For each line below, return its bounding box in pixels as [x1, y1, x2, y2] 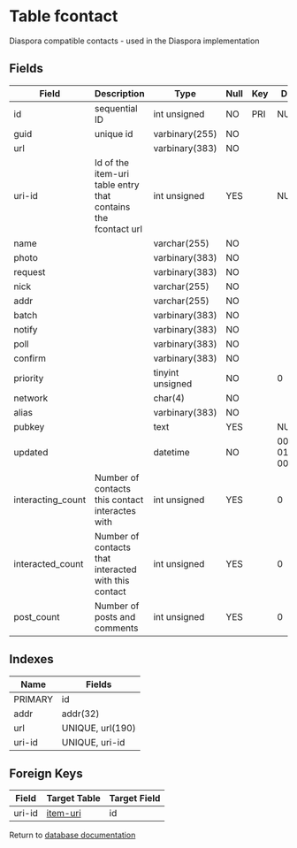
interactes [94, 504, 137, 516]
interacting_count [13, 493, 87, 506]
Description [94, 87, 145, 99]
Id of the [94, 157, 130, 169]
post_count [13, 610, 60, 623]
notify [13, 323, 38, 335]
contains [94, 201, 131, 213]
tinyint [153, 366, 179, 378]
